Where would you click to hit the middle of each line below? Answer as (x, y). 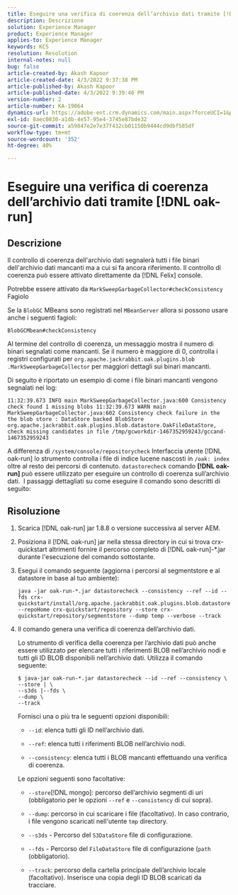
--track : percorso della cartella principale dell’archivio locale (117, 869)
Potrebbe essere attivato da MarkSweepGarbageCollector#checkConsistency (115, 289)
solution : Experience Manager (52, 27)
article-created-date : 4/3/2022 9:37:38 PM (73, 80)
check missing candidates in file (58, 432)
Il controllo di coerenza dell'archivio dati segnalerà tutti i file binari (103, 260)
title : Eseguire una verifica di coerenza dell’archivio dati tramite (114, 14)
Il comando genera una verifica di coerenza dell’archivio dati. (107, 629)
